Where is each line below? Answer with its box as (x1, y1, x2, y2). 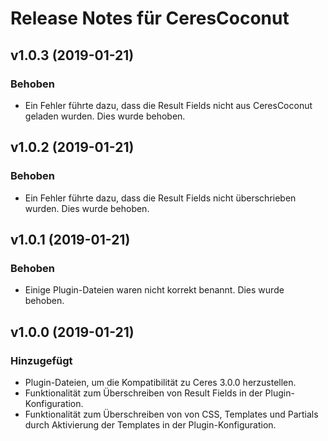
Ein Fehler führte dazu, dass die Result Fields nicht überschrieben (24, 192, 297, 204)
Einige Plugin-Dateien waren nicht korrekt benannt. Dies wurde (24, 284, 285, 296)
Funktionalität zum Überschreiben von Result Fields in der (24, 387, 263, 399)
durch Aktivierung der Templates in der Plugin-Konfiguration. (24, 418, 277, 431)
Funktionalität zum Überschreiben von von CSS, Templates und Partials (24, 408, 319, 420)
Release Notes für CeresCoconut (10, 7, 290, 30)
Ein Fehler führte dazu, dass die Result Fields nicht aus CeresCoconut (24, 99, 313, 111)
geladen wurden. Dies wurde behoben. (24, 110, 186, 122)
